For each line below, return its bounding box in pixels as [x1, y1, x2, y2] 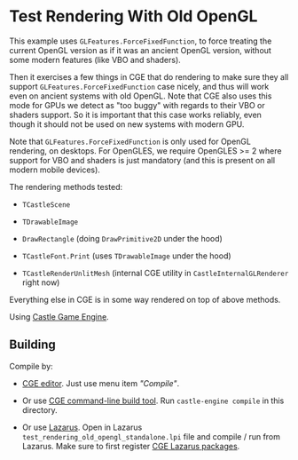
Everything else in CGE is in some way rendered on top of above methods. [9, 294, 281, 305]
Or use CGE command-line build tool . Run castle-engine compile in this [21, 395, 285, 406]
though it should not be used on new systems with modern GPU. [9, 118, 245, 130]
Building [9, 337, 56, 353]
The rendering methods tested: [9, 181, 122, 192]
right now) [21, 277, 60, 288]
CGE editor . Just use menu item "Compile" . [21, 377, 180, 388]
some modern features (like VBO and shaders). [9, 54, 182, 65]
